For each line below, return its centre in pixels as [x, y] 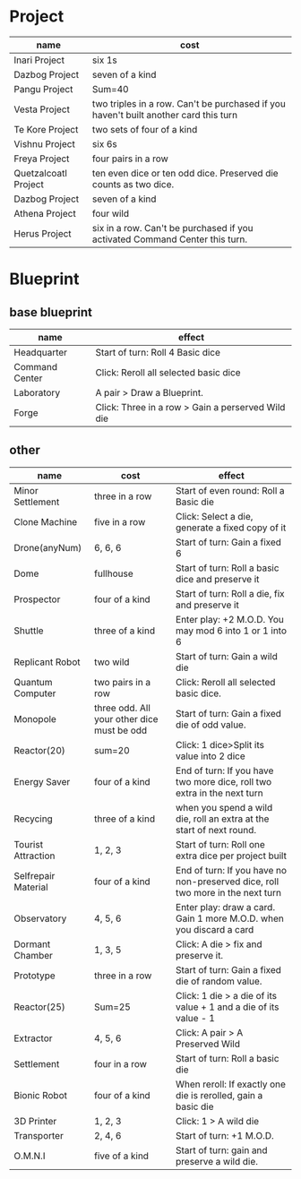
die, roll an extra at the [223, 819]
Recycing [34, 819]
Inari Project [39, 60]
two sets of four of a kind [145, 129]
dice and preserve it [218, 579]
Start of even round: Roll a [230, 490]
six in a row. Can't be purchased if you [173, 228]
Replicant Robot [47, 662]
